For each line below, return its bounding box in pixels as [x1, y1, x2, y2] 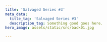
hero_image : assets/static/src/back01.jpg [5, 25, 94, 30]
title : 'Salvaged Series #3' [5, 7, 65, 12]
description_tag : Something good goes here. [9, 21, 103, 26]
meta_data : [5, 12, 28, 17]
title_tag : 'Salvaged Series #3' [9, 16, 79, 21]
